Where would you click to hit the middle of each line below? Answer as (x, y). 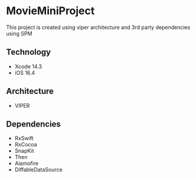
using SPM (19, 33)
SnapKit (24, 151)
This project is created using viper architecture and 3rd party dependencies (98, 27)
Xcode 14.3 (28, 66)
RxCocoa (26, 145)
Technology (29, 52)
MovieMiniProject (50, 11)
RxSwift (24, 138)
